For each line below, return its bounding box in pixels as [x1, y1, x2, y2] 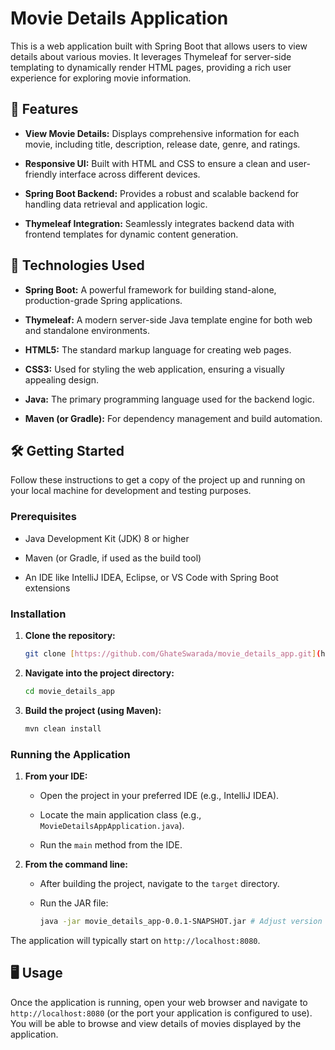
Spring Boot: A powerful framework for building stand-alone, [24, 283, 277, 296]
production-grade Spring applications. [24, 294, 183, 306]
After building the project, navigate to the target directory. [39, 877, 280, 889]
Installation [10, 607, 67, 621]
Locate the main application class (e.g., [39, 808, 202, 821]
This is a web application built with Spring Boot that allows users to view [10, 40, 308, 52]
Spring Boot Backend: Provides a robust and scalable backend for [24, 187, 300, 199]
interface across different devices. [59, 168, 201, 180]
